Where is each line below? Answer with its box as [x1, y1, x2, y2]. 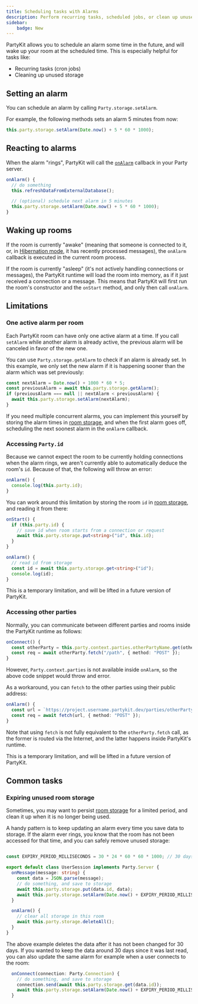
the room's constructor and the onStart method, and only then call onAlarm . [6, 284, 189, 291]
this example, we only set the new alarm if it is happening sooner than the [6, 362, 185, 369]
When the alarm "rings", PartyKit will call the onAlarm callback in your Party [6, 159, 188, 166]
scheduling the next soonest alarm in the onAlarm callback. [6, 425, 148, 432]
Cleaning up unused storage [14, 71, 84, 78]
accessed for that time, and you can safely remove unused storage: [6, 837, 170, 844]
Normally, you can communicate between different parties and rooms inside [6, 621, 190, 628]
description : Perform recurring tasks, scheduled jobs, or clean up [6, 14, 178, 20]
